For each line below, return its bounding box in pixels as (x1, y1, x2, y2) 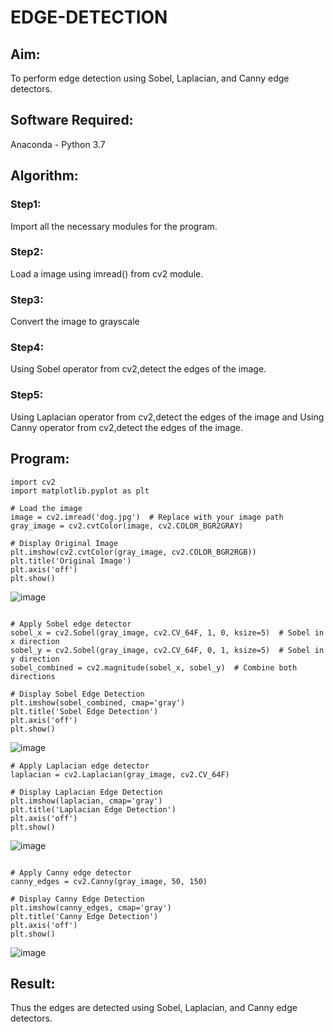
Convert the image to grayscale (10, 316, 140, 328)
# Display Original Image (10, 538, 118, 548)
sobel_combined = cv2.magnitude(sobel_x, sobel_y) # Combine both (10, 662, 298, 673)
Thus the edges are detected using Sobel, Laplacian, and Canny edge (10, 1002, 298, 1014)
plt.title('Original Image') (10, 556, 132, 566)
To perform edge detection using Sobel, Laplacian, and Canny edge (10, 72, 290, 84)
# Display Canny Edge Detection (10, 894, 145, 904)
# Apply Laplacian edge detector (10, 761, 150, 771)
